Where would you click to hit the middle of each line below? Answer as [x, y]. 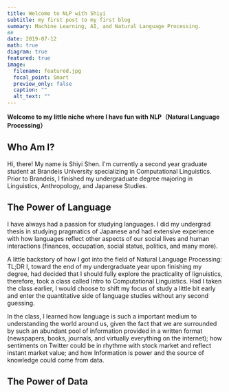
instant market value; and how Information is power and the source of [106, 353]
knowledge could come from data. [56, 360]
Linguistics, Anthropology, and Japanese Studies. [77, 185]
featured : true [29, 58]
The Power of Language [59, 208]
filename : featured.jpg [47, 71]
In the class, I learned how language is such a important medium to [102, 316]
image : [17, 65]
